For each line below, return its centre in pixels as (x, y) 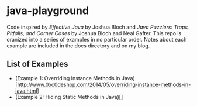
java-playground (48, 11)
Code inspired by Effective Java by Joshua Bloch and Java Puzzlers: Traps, (98, 27)
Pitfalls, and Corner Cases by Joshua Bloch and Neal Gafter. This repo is (94, 33)
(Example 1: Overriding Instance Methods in (68, 78)
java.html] (27, 90)
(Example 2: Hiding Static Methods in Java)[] (69, 97)
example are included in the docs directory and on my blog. (78, 46)
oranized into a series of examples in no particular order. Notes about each (97, 39)
